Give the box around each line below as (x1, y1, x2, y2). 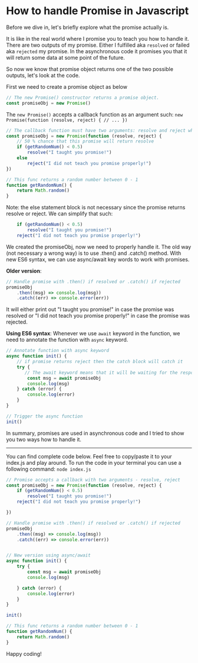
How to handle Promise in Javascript (6, 4, 189, 18)
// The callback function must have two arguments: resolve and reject (6, 127, 186, 134)
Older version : (6, 267, 42, 274)
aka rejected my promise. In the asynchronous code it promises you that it (6, 47, 187, 54)
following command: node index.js (6, 465, 91, 473)
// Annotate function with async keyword (6, 348, 110, 354)
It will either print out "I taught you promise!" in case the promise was (6, 306, 174, 313)
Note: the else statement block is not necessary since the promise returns (6, 204, 186, 211)
